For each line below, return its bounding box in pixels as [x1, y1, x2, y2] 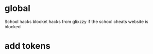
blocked [4, 23, 21, 29]
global [4, 3, 31, 14]
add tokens [4, 41, 51, 52]
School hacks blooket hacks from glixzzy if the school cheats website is [4, 19, 149, 24]
